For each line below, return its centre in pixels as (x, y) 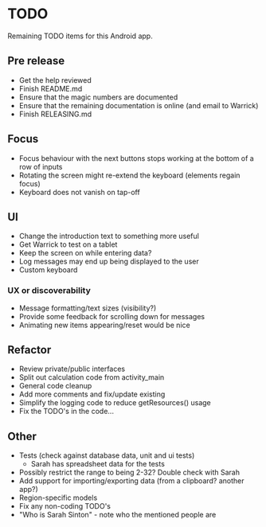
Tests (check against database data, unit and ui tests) (107, 455)
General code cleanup (55, 386)
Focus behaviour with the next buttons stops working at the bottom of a (136, 158)
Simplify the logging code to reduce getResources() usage (115, 403)
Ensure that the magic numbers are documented (98, 97)
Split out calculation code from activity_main (92, 377)
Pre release (36, 61)
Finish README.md (51, 88)
